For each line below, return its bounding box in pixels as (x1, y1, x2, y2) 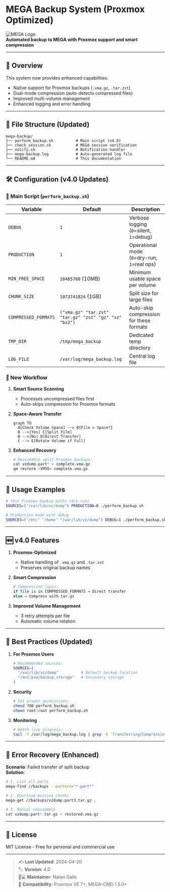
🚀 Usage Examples (6, 485, 66, 494)
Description (131, 206, 160, 213)
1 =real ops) (129, 261, 156, 268)
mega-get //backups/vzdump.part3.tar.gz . (6, 798, 96, 803)
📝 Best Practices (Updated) (6, 637, 93, 646)
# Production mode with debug (6, 512, 70, 518)
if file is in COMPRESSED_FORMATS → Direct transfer (13, 589, 127, 594)
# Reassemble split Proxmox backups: (13, 457, 93, 462)
